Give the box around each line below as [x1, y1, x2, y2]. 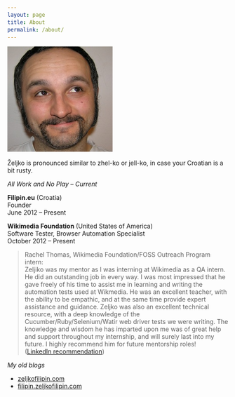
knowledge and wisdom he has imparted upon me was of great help [24, 325, 222, 333]
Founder [7, 201, 32, 210]
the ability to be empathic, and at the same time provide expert [24, 295, 206, 304]
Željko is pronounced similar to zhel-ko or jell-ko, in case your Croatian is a [7, 159, 224, 168]
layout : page [7, 11, 46, 18]
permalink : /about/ [7, 26, 65, 33]
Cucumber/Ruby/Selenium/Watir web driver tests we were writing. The [24, 318, 229, 326]
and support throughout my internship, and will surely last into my [24, 332, 215, 341]
